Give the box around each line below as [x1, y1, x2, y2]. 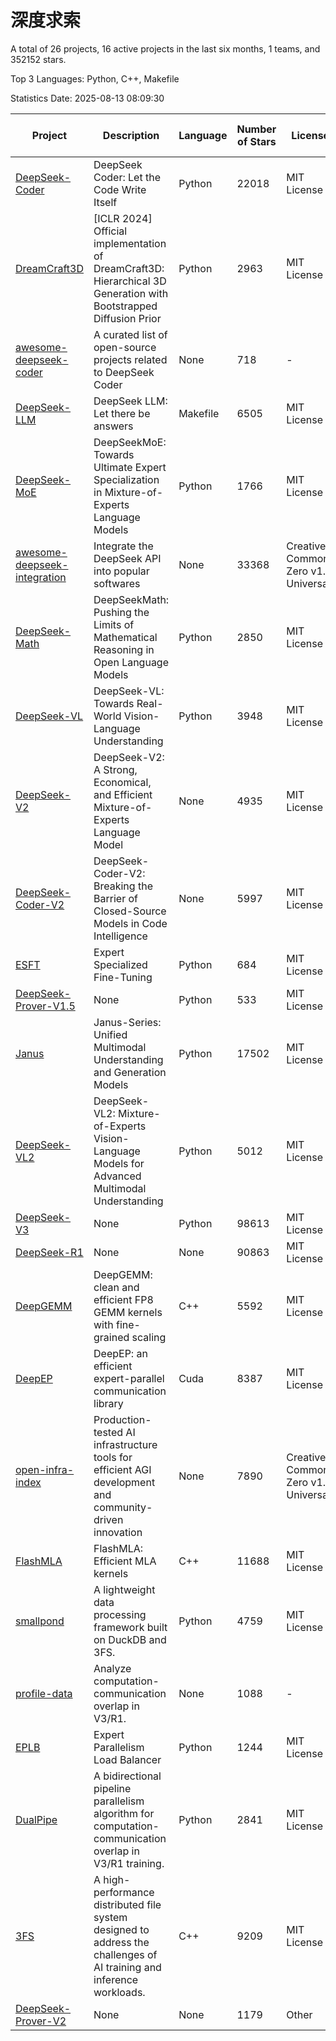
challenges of [93, 1947, 158, 1961]
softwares [93, 576, 141, 590]
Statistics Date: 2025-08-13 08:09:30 [10, 92, 165, 104]
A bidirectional [93, 1769, 162, 1783]
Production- [93, 1412, 152, 1426]
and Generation [93, 1065, 167, 1079]
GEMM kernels [93, 1305, 163, 1319]
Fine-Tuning [93, 970, 153, 984]
